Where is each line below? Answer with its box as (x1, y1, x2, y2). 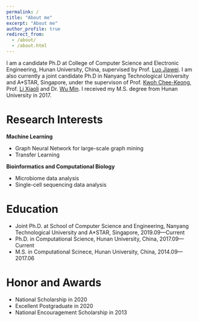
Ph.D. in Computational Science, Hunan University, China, (14, 235, 159, 243)
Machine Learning (6, 133, 53, 140)
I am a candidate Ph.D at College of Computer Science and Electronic (6, 59, 179, 67)
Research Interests (6, 113, 103, 127)
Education (6, 203, 59, 216)
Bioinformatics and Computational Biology (6, 163, 115, 170)
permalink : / (6, 8, 39, 15)
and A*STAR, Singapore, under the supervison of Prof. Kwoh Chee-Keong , (6, 78, 192, 86)
